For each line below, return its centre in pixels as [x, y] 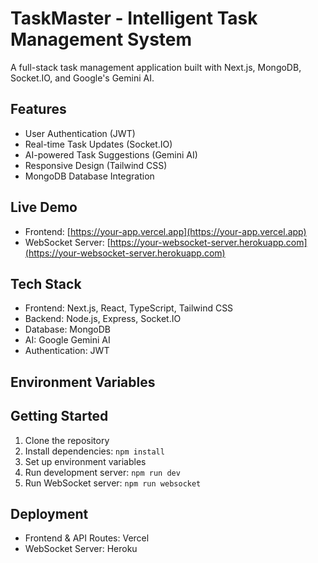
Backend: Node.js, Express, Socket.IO [103, 319]
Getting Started [59, 416]
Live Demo [44, 207]
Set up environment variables [85, 461]
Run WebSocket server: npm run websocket [113, 483]
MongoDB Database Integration [89, 176]
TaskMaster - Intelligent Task [134, 18]
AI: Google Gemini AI [67, 340]
